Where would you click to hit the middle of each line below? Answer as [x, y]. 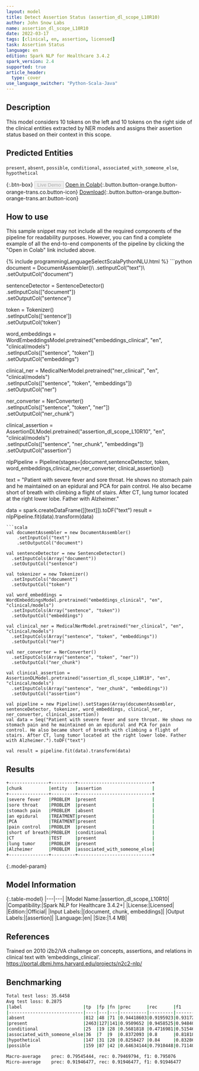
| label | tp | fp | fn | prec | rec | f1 [94, 1007]
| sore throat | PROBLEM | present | [81, 805]
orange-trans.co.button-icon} [42, 192]
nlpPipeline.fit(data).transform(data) [50, 517]
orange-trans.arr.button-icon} [42, 198]
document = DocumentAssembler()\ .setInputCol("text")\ [76, 268]
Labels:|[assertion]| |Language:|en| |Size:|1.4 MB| [67, 918]
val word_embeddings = [34, 595]
